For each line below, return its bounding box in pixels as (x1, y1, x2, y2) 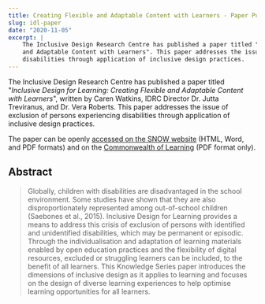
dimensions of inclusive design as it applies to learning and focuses (27, 269, 248, 280)
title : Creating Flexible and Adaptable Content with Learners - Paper (8, 11, 248, 20)
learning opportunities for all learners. (27, 287, 151, 296)
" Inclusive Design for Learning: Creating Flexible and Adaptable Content (8, 85, 244, 95)
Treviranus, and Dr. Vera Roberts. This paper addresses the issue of (8, 102, 229, 111)
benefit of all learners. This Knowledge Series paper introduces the (27, 261, 246, 271)
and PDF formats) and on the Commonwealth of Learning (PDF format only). (8, 143, 256, 152)
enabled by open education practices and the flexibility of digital (27, 245, 237, 254)
